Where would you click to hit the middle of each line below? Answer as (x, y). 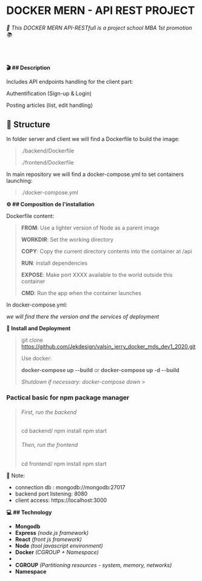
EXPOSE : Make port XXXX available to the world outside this (97, 275)
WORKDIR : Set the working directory (67, 240)
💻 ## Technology (29, 512)
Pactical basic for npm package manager (68, 398)
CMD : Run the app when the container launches (81, 293)
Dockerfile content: (30, 216)
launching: (19, 181)
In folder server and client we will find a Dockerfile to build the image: (93, 139)
